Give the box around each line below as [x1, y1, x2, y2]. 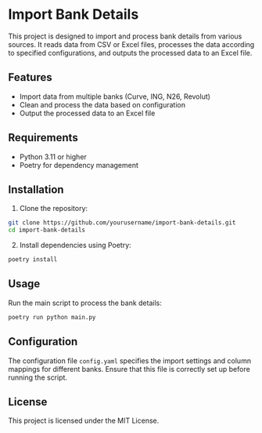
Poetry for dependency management [19, 160, 139, 169]
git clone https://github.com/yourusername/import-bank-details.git [8, 219, 236, 227]
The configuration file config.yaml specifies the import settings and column [8, 355, 252, 366]
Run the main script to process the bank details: [8, 298, 162, 307]
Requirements [8, 131, 78, 144]
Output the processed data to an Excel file [19, 108, 156, 118]
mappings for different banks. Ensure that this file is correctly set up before [8, 364, 250, 373]
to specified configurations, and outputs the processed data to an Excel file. [8, 48, 253, 57]
